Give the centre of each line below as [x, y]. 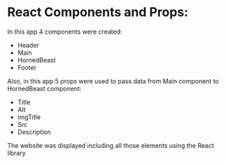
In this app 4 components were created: [65, 32]
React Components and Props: [98, 12]
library [16, 153]
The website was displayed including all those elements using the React [111, 145]
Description [34, 132]
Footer [27, 67]
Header [28, 45]
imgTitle [29, 117]
